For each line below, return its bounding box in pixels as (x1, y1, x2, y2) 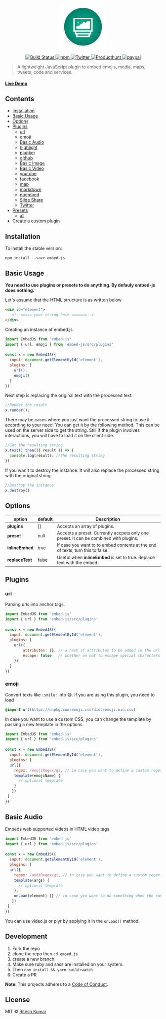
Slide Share (19, 197, 43, 203)
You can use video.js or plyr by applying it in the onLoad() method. (5, 918, 140, 924)
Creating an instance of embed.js (5, 326, 73, 332)
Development (5, 933, 48, 941)
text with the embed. (56, 560, 99, 566)
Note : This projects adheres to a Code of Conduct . (5, 981, 109, 987)
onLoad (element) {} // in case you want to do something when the (14, 894, 154, 898)
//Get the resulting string (5, 443, 63, 448)
